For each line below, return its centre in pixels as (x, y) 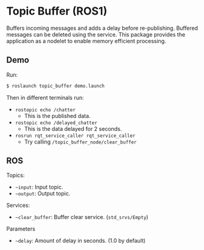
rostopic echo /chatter (45, 110)
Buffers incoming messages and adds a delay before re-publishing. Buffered (102, 28)
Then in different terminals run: (45, 97)
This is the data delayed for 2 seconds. (73, 128)
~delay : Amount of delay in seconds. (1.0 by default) (80, 241)
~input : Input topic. (39, 187)
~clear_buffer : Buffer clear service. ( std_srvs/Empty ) (82, 217)
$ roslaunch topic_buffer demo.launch (55, 86)
